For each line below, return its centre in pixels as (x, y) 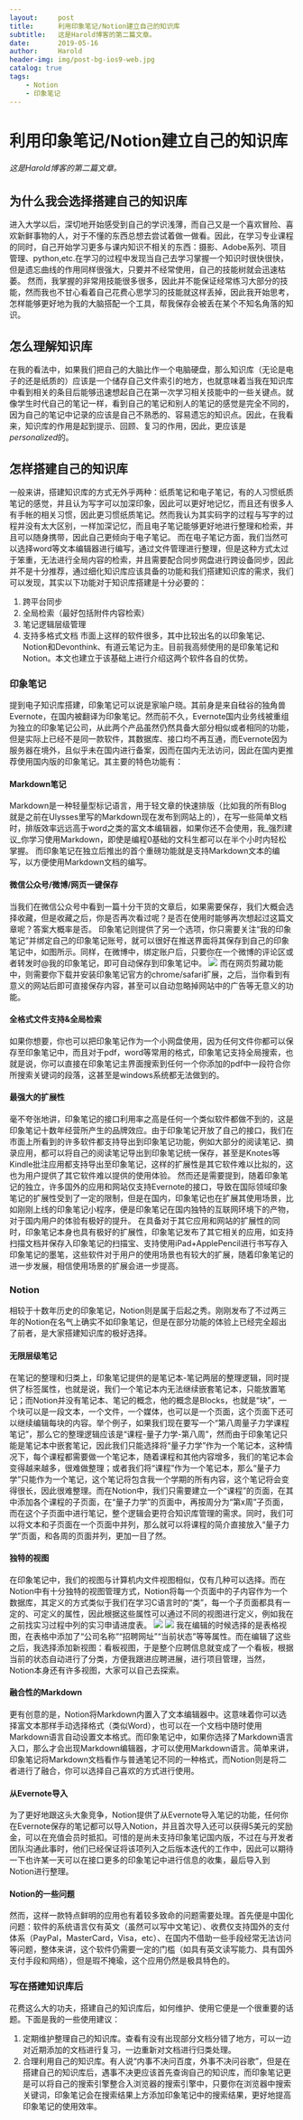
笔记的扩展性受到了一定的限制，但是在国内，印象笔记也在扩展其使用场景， (147, 1198)
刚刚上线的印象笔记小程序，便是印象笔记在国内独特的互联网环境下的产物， (155, 1210)
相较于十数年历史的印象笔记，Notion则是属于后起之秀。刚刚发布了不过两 (144, 1310)
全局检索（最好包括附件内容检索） (86, 613)
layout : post (42, 18)
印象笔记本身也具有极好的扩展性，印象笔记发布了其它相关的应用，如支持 (159, 1232)
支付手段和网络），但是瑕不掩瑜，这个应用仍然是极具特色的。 (122, 1961)
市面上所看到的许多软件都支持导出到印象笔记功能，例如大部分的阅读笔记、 (147, 1142)
